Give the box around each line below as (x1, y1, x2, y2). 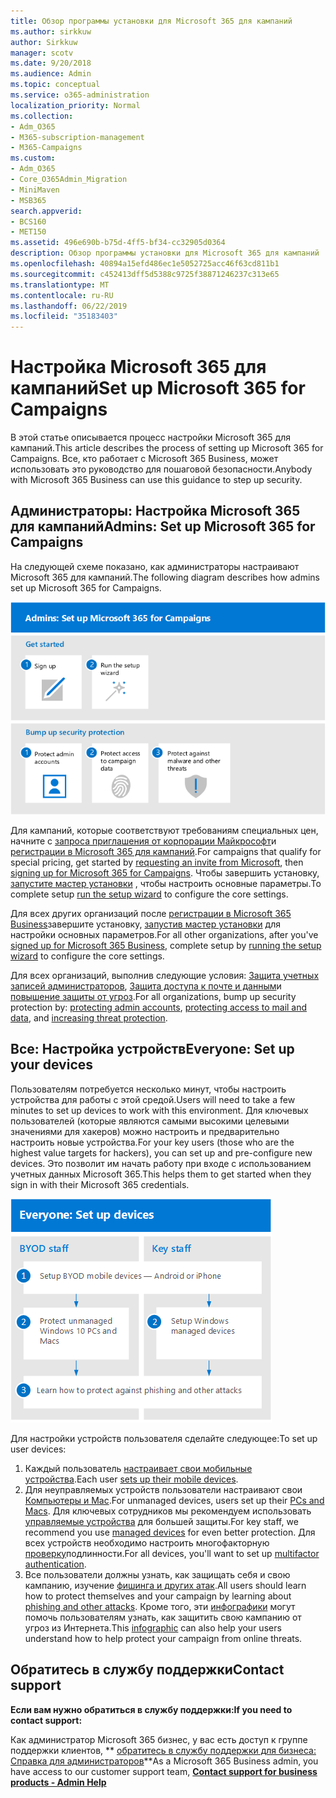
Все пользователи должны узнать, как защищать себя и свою (24, 1568, 291, 1580)
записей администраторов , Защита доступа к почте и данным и (10, 980, 282, 992)
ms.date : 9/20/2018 (10, 58, 92, 69)
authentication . (24, 1558, 87, 1570)
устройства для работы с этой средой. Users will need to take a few (10, 1093, 296, 1105)
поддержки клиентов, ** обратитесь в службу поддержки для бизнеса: (10, 1744, 317, 1756)
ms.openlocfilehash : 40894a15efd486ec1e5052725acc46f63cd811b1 (10, 259, 280, 269)
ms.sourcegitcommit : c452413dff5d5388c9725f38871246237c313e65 (10, 269, 280, 279)
